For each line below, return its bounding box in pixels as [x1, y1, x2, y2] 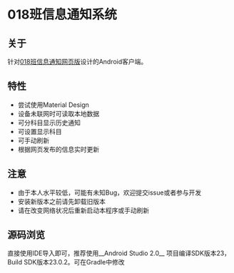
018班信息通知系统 [7, 6, 118, 23]
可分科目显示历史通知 [17, 118, 81, 127]
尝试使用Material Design [17, 101, 89, 109]
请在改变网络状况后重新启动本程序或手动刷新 [17, 206, 150, 215]
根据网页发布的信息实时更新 [17, 145, 100, 153]
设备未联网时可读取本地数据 [17, 109, 100, 118]
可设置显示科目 [17, 127, 62, 135]
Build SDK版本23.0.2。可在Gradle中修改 [7, 258, 125, 267]
